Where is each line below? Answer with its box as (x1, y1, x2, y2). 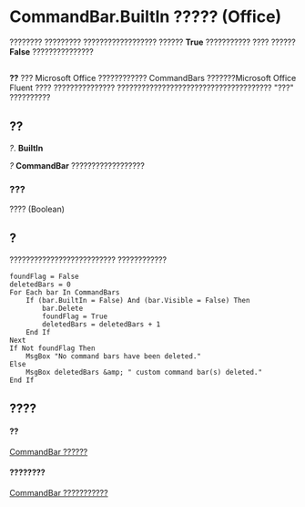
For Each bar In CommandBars (9, 288, 120, 297)
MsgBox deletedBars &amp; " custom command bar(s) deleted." (25, 367, 262, 378)
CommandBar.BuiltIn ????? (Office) (9, 6, 282, 27)
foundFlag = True (42, 312, 107, 321)
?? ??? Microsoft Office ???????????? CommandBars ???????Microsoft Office (9, 73, 297, 84)
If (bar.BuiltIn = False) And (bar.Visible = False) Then (25, 296, 250, 305)
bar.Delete (42, 304, 84, 314)
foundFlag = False (9, 272, 79, 282)
